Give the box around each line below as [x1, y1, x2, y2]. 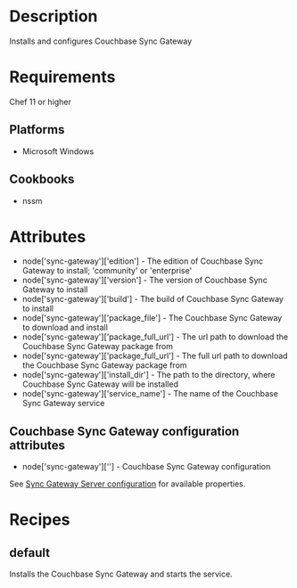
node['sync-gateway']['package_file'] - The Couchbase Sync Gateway [21, 313, 283, 323]
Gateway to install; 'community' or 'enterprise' [21, 265, 193, 276]
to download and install [21, 323, 109, 333]
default [9, 545, 51, 560]
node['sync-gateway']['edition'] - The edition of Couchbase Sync [21, 256, 264, 266]
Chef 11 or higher [9, 96, 71, 107]
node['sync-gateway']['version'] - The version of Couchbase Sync [21, 274, 268, 286]
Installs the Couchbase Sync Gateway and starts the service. [9, 568, 234, 580]
